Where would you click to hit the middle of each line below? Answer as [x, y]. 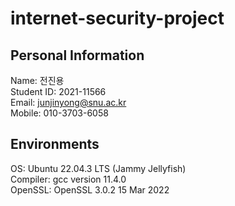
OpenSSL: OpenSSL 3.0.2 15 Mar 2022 [90, 189]
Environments [55, 144]
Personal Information [77, 55]
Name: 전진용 [37, 80]
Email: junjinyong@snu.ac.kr [68, 102]
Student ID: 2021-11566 [58, 91]
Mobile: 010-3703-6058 [59, 113]
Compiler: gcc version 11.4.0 [68, 179]
